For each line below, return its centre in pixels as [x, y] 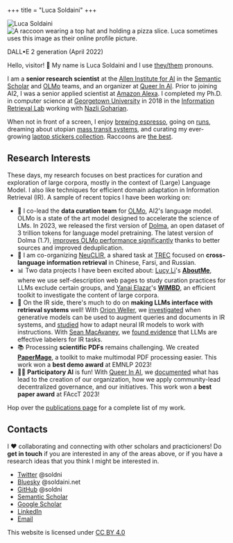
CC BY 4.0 [110, 532]
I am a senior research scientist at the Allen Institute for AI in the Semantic [114, 79]
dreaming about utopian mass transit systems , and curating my [97, 129]
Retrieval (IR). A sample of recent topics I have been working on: [99, 197]
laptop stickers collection [68, 136]
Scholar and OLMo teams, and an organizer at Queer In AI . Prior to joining [112, 86]
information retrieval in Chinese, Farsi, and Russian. [121, 262]
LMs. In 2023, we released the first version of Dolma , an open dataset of [121, 225]
